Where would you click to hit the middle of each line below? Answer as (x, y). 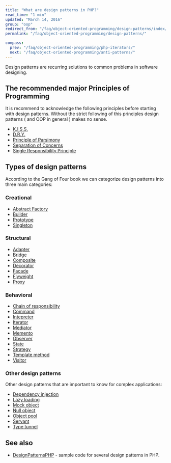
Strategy (22, 349)
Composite (24, 260)
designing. (16, 72)
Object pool (25, 416)
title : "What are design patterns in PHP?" (52, 10)
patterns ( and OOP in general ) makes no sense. (56, 119)
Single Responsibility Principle (44, 151)
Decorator (23, 265)
